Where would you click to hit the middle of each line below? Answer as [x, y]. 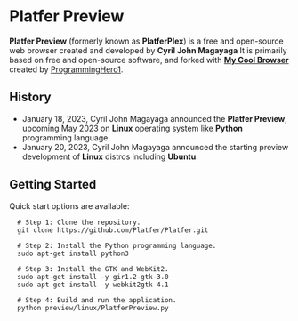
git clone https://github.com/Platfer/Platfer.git [113, 230]
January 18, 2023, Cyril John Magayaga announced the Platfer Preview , [154, 118]
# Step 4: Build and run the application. [97, 300]
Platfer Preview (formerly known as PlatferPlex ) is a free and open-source [146, 41]
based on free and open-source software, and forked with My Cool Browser [149, 60]
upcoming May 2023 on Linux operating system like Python [132, 128]
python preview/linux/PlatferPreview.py [93, 308]
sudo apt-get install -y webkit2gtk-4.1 [93, 285]
